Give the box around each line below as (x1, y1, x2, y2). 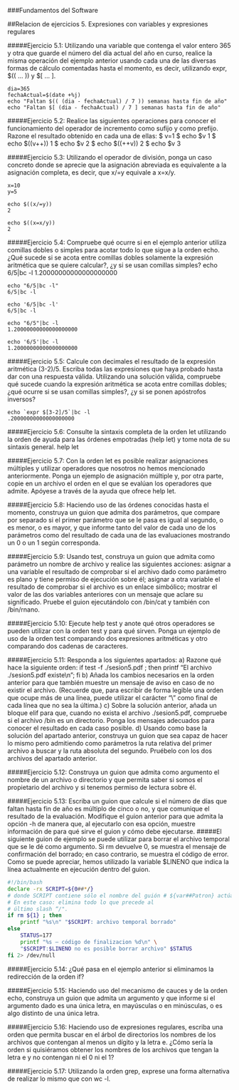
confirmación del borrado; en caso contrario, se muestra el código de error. (7, 850, 229, 858)
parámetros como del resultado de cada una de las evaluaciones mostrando (7, 531, 230, 539)
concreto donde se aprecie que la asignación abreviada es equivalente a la (7, 160, 227, 169)
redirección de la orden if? (7, 972, 85, 981)
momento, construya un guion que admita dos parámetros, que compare (7, 508, 221, 516)
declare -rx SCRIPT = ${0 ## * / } (7, 885, 94, 893)
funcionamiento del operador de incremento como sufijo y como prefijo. (7, 124, 218, 133)
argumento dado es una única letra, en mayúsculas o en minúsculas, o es (7, 1001, 223, 1009)
